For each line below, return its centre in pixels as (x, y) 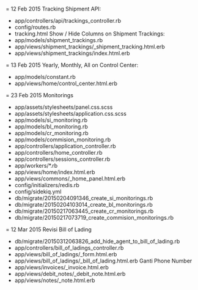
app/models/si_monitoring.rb (51, 120)
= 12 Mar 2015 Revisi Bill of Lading (49, 229)
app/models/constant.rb (45, 77)
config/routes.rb (35, 27)
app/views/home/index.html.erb (55, 172)
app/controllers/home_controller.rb (58, 153)
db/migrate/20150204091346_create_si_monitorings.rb (84, 198)
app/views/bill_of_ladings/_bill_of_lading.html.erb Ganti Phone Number (103, 261)
